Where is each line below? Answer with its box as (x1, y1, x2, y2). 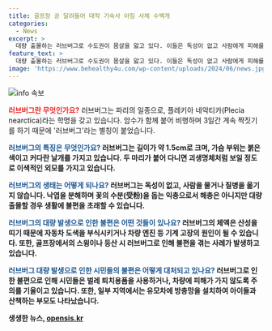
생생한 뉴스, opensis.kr (8, 313, 83, 323)
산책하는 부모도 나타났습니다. (8, 295, 100, 305)
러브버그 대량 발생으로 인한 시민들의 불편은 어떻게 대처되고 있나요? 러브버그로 (8, 265, 249, 275)
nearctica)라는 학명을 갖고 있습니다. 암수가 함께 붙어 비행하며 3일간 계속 (8, 115, 236, 125)
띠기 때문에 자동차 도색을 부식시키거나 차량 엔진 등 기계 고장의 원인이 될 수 (8, 228, 237, 238)
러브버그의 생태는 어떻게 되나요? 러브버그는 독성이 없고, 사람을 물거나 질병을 (8, 180, 245, 190)
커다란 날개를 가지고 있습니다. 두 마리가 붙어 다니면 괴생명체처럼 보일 (29, 153, 243, 162)
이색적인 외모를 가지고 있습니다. (16, 163, 116, 173)
